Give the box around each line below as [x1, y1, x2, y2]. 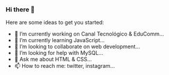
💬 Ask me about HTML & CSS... [14, 56, 92, 63]
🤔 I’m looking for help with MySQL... [14, 49, 103, 57]
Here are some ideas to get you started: [5, 19, 105, 26]
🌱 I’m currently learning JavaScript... [14, 37, 105, 44]
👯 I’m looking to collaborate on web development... [14, 43, 141, 50]
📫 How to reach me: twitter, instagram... [14, 62, 115, 70]
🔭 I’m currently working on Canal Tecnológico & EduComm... [14, 30, 164, 37]
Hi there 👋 [5, 5, 35, 14]
